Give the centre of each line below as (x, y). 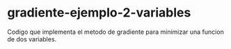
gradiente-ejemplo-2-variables (99, 13)
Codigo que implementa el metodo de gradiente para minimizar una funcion (115, 32)
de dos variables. (32, 39)
